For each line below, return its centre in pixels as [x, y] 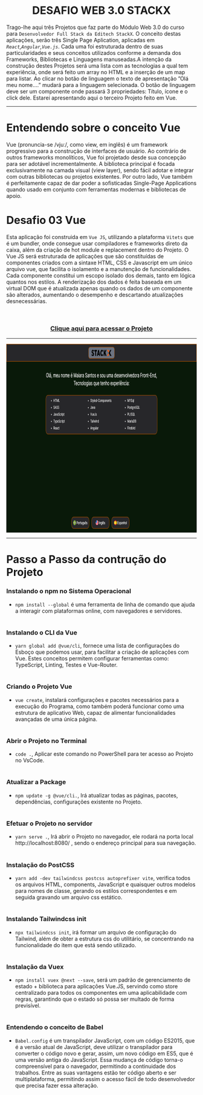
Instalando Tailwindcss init [46, 919]
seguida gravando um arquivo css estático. [69, 897]
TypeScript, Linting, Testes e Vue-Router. [66, 665]
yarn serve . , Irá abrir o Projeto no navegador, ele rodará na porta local [104, 837]
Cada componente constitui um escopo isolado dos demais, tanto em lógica [101, 275]
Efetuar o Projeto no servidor [49, 823]
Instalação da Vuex [35, 966]
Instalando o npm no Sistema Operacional [69, 591]
